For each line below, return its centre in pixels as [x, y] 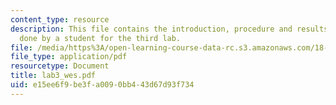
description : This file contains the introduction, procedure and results [169, 29]
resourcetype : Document [60, 66]
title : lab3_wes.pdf [53, 76]
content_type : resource [60, 19]
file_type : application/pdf [69, 57]
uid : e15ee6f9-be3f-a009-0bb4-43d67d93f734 [102, 85]
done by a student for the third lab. [100, 38]
